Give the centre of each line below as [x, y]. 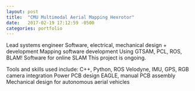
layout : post [22, 12]
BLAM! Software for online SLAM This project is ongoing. [76, 58]
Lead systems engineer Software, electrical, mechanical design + [86, 45]
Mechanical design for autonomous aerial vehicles [68, 82]
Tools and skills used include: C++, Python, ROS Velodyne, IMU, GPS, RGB [97, 70]
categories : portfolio [34, 28]
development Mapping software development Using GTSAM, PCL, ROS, [94, 52]
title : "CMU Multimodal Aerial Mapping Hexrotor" [70, 17]
